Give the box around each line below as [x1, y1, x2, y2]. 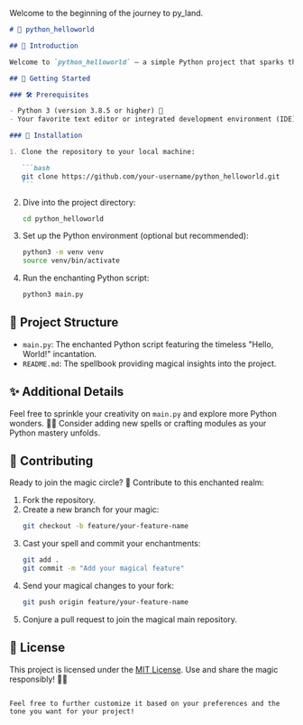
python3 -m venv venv [22, 248, 105, 257]
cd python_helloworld [22, 214, 104, 224]
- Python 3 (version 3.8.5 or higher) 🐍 [9, 106, 164, 115]
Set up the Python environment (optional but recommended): [22, 230, 250, 242]
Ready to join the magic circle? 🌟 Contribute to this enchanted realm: [9, 477, 264, 488]
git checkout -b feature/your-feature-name [22, 522, 189, 531]
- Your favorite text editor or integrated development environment [9, 115, 272, 124]
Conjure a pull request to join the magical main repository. [22, 613, 237, 625]
